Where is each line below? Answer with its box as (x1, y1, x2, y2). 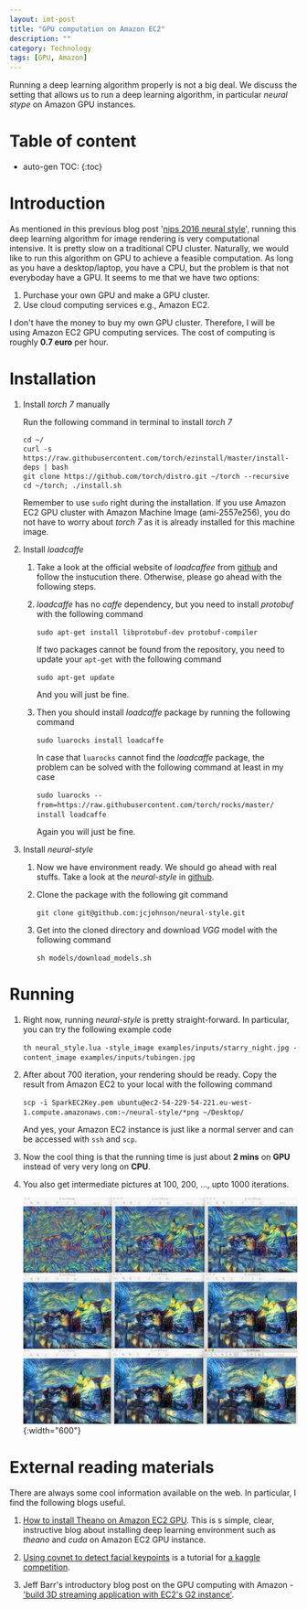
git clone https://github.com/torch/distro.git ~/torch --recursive (22, 472, 290, 481)
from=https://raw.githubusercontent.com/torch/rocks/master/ (36, 800, 274, 809)
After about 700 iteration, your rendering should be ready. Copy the (22, 1069, 277, 1080)
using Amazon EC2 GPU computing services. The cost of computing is (9, 327, 276, 337)
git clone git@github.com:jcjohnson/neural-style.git (36, 908, 246, 918)
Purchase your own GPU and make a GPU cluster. (22, 290, 210, 301)
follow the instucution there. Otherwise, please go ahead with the (36, 571, 282, 582)
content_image (22, 1052, 77, 1062)
